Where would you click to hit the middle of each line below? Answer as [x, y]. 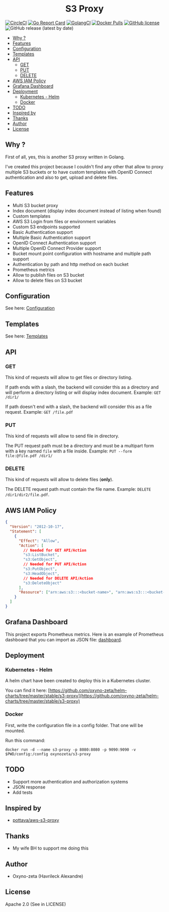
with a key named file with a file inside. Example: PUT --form [69, 451]
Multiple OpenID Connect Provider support [57, 248]
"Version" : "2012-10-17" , [37, 527]
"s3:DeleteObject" [43, 583]
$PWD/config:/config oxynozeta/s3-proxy [48, 754]
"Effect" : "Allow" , [39, 541]
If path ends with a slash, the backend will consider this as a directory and [82, 387]
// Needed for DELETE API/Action [58, 578]
